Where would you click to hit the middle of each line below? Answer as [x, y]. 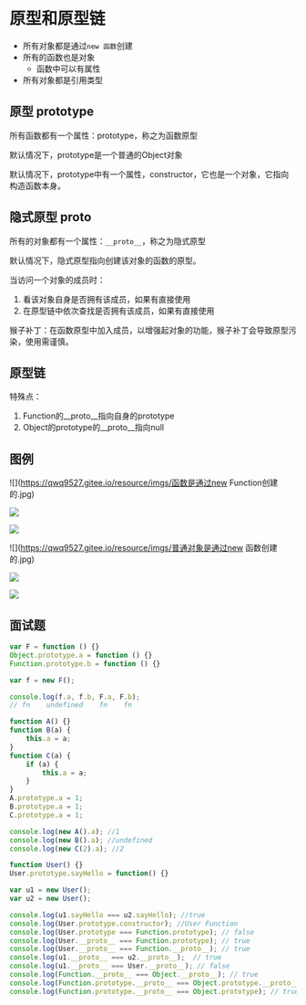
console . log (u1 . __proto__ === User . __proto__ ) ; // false [120, 966]
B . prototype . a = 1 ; [46, 807]
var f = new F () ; [42, 680]
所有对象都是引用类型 [62, 79]
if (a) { [42, 764]
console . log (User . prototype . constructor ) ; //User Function [124, 924]
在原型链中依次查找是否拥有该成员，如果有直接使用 [118, 311]
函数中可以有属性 [68, 69]
